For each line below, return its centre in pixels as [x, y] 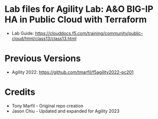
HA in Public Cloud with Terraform [76, 20]
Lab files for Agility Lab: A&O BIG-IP [79, 9]
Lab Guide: [23, 33]
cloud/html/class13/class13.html [44, 39]
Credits [20, 92]
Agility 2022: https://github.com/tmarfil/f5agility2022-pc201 [73, 72]
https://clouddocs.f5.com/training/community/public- [89, 33]
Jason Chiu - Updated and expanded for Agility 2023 [65, 111]
